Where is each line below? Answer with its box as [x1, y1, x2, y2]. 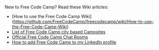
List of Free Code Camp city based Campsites [11, 29, 106, 34]
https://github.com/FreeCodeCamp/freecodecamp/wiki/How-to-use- [13, 19, 154, 24]
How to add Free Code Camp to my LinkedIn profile [11, 39, 117, 45]
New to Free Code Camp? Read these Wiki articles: [4, 4, 109, 10]
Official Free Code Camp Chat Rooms [11, 34, 88, 40]
